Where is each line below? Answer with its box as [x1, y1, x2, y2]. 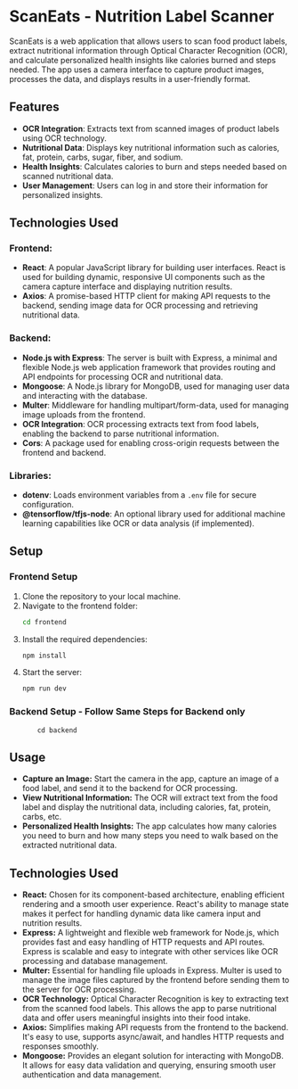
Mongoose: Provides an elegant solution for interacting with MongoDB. [21, 1051, 285, 1061]
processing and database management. [21, 956, 168, 967]
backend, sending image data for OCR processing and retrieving [21, 301, 258, 311]
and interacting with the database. [21, 390, 149, 400]
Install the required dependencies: [21, 633, 149, 644]
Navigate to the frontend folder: [21, 600, 138, 611]
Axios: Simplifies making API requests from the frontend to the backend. [21, 1022, 289, 1033]
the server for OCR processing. [21, 984, 137, 995]
